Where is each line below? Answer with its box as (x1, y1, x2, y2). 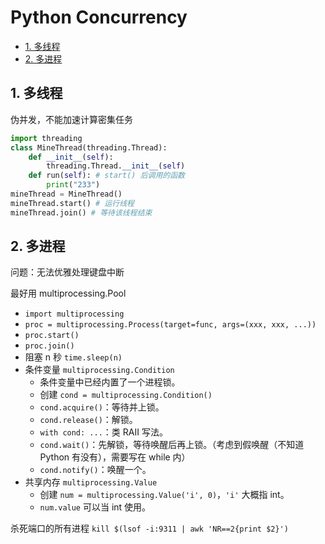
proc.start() (24, 331, 80, 341)
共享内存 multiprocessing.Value (24, 476, 158, 488)
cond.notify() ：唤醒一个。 (39, 464, 152, 476)
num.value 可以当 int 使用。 (39, 501, 152, 513)
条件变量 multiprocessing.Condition (24, 364, 175, 376)
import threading (10, 133, 83, 143)
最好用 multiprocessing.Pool (10, 287, 127, 300)
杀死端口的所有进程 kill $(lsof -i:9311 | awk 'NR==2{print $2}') (10, 522, 289, 535)
